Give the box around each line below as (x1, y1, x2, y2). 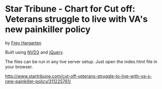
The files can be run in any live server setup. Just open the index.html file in (5, 59, 158, 64)
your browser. (5, 64, 33, 70)
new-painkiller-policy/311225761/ (5, 78, 71, 84)
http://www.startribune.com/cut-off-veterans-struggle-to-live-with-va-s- (5, 73, 152, 79)
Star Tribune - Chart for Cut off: (5, 3, 136, 15)
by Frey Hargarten (5, 40, 41, 45)
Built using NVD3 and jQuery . (5, 49, 64, 55)
